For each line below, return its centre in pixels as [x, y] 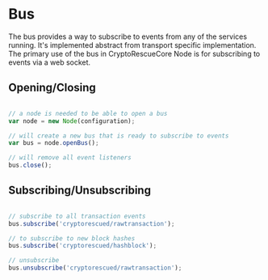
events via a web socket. [50, 62]
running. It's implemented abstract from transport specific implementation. [132, 45]
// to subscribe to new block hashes [72, 238]
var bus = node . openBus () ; [54, 143]
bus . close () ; [30, 165]
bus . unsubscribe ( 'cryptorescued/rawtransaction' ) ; [95, 268]
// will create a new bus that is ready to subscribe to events [119, 136]
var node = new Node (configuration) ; [72, 121]
